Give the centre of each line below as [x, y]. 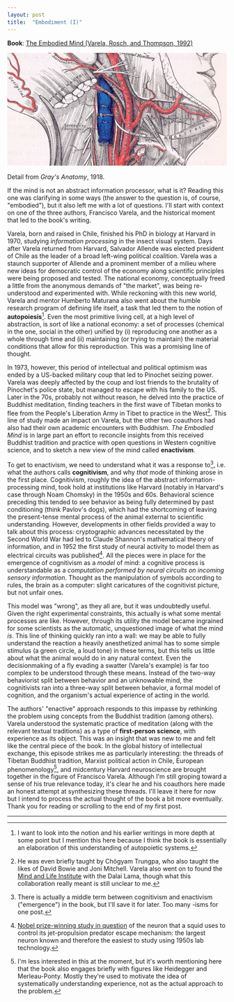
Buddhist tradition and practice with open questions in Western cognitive [112, 443]
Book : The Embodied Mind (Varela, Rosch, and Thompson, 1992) [100, 43]
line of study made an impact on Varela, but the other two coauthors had [111, 420]
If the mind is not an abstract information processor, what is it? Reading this [116, 190]
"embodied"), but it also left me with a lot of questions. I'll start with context [116, 205]
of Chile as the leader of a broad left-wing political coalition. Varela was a [112, 256]
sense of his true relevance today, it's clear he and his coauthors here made [116, 784]
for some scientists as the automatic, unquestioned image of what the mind [115, 628]
